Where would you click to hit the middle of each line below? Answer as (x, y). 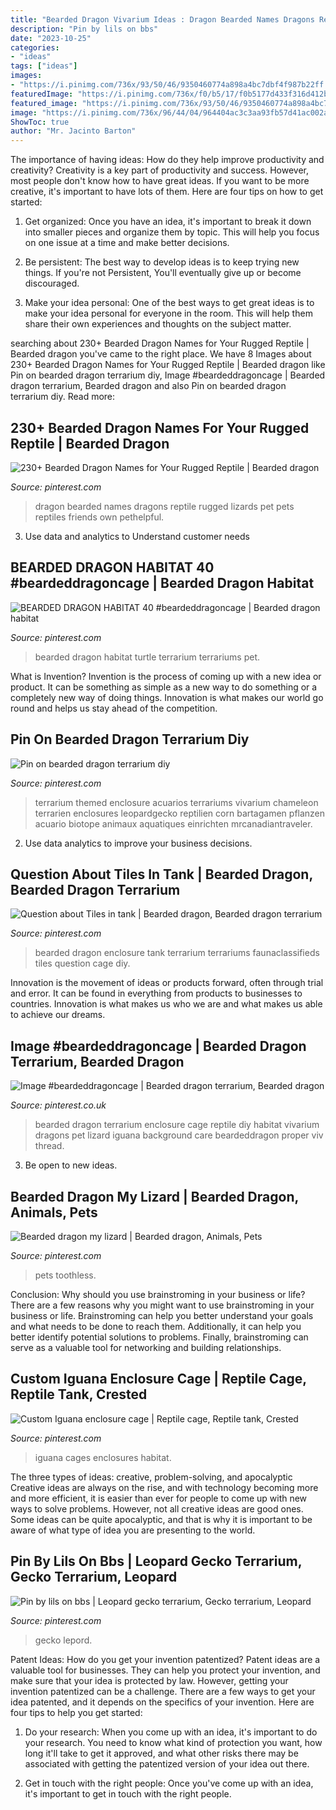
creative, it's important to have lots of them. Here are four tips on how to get (167, 192)
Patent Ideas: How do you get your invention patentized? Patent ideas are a (165, 1659)
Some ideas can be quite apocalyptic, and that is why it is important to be (161, 1519)
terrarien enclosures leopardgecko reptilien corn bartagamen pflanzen (180, 813)
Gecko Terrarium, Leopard (94, 1577)
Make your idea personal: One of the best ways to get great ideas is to (169, 303)
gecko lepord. (63, 1640)
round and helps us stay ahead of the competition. (114, 708)
